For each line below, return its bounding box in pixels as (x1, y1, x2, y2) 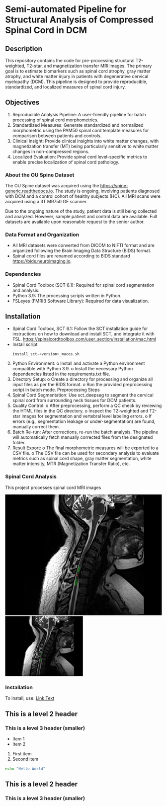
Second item (12, 756, 39, 762)
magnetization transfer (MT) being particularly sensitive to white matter (12, 143, 159, 149)
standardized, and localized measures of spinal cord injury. (5, 84, 126, 90)
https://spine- (100, 183, 128, 189)
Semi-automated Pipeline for (5, 3, 127, 15)
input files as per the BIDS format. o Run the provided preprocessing (12, 382, 153, 388)
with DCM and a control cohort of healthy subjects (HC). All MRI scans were (5, 193, 161, 199)
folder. (12, 440, 26, 446)
